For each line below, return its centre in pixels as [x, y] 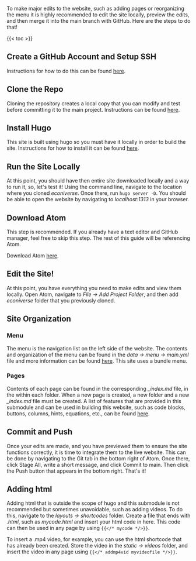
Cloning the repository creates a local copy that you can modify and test [93, 103]
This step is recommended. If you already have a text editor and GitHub [92, 232]
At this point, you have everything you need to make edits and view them [94, 288]
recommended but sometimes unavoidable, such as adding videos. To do [95, 510]
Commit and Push [40, 432]
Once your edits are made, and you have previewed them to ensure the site [97, 446]
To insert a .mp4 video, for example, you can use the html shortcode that [94, 539]
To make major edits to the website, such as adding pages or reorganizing [96, 8]
